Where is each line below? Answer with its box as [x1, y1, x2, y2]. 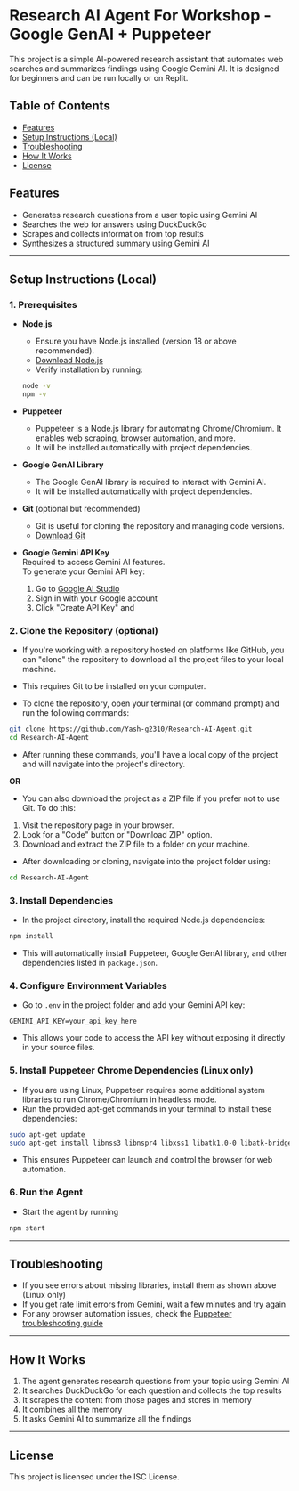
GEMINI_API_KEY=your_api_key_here [9, 1017, 138, 1026]
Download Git [35, 531, 86, 540]
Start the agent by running [21, 1206, 119, 1217]
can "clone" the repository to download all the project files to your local [21, 654, 284, 665]
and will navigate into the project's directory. [21, 758, 186, 770]
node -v [21, 382, 51, 391]
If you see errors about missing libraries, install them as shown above [21, 1280, 277, 1291]
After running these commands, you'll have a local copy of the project [21, 750, 279, 760]
